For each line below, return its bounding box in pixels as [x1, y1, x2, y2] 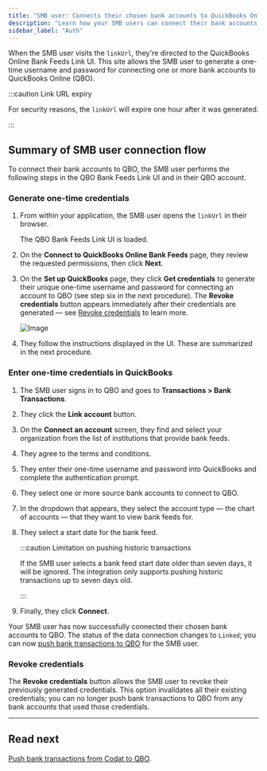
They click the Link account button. [19, 409, 137, 419]
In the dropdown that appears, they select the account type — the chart [19, 503, 255, 513]
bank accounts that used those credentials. [8, 702, 150, 712]
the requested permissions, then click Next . [19, 258, 164, 268]
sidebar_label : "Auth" [8, 26, 83, 34]
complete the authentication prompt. [19, 472, 140, 482]
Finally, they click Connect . [19, 606, 110, 616]
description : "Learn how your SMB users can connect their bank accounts [8, 19, 258, 27]
